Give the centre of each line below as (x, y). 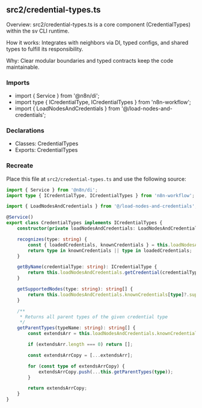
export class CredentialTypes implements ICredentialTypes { (84, 223)
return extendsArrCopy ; (57, 388)
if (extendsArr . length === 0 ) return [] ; (81, 345)
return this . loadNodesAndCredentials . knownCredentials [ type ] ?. (109, 295)
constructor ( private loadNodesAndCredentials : (76, 228)
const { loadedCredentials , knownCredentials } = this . (99, 245)
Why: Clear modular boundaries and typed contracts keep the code (90, 60)
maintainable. (23, 67)
